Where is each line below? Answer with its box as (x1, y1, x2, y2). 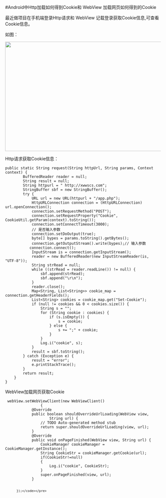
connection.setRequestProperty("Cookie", (31, 213, 119, 218)
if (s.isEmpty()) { (49, 315, 90, 319)
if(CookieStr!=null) (40, 455, 83, 460)
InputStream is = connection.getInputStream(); (31, 250, 132, 255)
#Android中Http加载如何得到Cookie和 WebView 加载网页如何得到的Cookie (5, 4, 157, 10)
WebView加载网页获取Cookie (5, 389, 65, 395)
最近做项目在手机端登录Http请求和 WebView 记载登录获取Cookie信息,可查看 (5, 15, 160, 21)
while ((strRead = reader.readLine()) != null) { (31, 267, 136, 272)
